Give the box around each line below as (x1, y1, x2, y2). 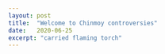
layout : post (8, 11, 52, 20)
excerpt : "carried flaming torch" (8, 33, 123, 42)
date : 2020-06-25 (8, 26, 73, 34)
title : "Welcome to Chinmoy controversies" (8, 19, 158, 27)
